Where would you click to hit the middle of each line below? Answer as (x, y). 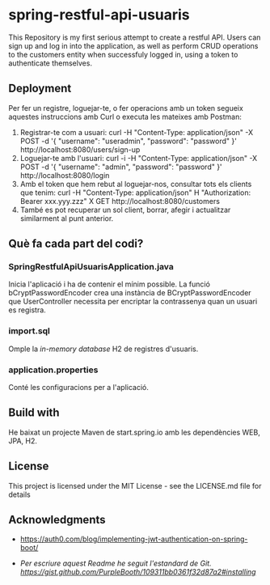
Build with (34, 413)
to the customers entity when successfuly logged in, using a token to (123, 54)
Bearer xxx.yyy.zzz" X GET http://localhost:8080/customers (120, 201)
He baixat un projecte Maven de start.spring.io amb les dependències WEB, (134, 432)
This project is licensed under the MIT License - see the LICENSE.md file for (135, 485)
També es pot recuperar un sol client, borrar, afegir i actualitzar (125, 210)
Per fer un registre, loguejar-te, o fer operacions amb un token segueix (126, 108)
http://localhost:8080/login (65, 175)
